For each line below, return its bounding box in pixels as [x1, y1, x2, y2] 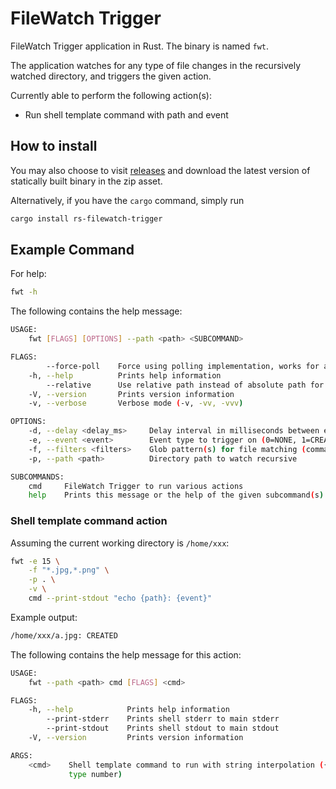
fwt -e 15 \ [10, 556, 60, 566]
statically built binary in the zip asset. [10, 175, 163, 187]
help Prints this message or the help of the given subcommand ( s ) [28, 490, 325, 501]
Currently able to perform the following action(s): [10, 89, 212, 101]
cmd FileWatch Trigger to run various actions [28, 481, 244, 491]
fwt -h [10, 287, 38, 297]
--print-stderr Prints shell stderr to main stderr [46, 714, 280, 724]
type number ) [68, 769, 123, 779]
